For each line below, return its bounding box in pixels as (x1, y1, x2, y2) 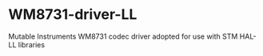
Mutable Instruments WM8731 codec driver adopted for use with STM (8, 32, 238, 41)
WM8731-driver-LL (8, 6, 137, 24)
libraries (18, 39, 46, 49)
